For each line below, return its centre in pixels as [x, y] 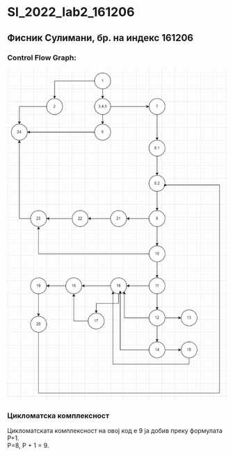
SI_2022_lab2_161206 [71, 12]
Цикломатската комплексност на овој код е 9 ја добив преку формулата [115, 431]
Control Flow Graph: [42, 58]
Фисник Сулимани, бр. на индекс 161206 [100, 38]
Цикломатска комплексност [58, 416]
